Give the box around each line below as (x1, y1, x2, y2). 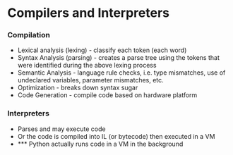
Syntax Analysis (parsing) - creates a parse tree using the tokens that (17, 54, 220, 62)
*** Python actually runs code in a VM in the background (17, 139, 184, 148)
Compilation (7, 30, 51, 40)
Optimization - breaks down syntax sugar (17, 83, 138, 92)
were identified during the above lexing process (17, 61, 157, 70)
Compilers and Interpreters (7, 5, 169, 21)
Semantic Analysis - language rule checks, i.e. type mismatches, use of (17, 68, 226, 77)
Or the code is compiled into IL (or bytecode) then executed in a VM (17, 132, 215, 140)
